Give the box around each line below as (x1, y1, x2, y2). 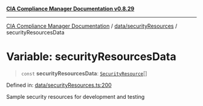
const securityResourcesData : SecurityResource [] (21, 69, 147, 77)
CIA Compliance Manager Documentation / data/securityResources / (6, 22, 178, 30)
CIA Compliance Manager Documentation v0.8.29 (6, 5, 135, 12)
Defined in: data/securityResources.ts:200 (6, 81, 112, 89)
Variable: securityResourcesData (6, 50, 176, 64)
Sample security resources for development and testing (6, 93, 145, 100)
